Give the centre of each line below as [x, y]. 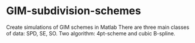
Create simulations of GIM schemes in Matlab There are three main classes [98, 27]
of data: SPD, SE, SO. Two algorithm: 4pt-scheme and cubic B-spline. [91, 33]
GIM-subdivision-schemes [73, 11]
